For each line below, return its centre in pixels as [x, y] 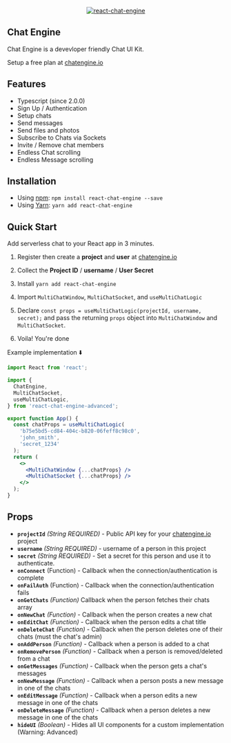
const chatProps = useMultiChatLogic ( [69, 425]
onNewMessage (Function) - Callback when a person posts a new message [120, 680]
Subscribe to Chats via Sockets [62, 138]
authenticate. [36, 563]
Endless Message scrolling [55, 160]
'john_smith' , [40, 438]
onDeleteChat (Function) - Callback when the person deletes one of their [120, 629]
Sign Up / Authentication [52, 108]
